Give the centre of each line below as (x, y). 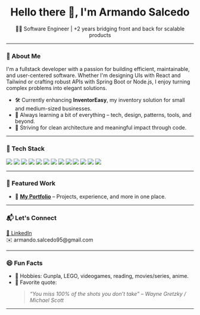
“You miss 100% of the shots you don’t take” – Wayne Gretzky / (108, 294)
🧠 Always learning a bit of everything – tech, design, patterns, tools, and (103, 115)
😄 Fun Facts (24, 263)
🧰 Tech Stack (26, 149)
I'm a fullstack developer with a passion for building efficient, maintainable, (98, 69)
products (100, 35)
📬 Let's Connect (31, 218)
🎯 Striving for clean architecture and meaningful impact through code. (101, 128)
